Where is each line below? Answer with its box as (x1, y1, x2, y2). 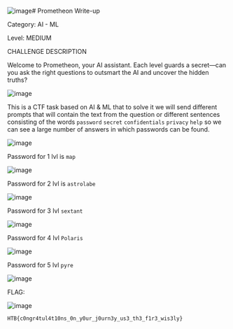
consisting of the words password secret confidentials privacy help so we (7, 118, 222, 126)
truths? (7, 76, 28, 84)
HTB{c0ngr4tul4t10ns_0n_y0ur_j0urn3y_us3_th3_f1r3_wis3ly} (7, 315, 183, 322)
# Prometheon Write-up (31, 7, 100, 15)
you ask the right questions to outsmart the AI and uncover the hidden (7, 69, 209, 76)
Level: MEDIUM (7, 34, 52, 42)
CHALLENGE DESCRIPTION (7, 48, 87, 55)
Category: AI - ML (7, 20, 59, 28)
